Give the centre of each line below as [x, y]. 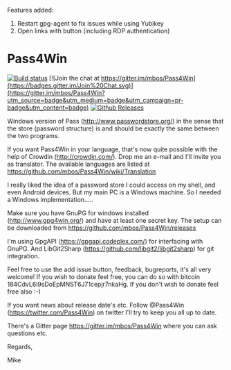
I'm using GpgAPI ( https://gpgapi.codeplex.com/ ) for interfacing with [105, 241]
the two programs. [34, 135]
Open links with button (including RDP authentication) [93, 31]
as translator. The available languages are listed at [78, 164]
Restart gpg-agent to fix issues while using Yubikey [90, 23]
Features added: [30, 10]
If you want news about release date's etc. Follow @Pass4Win [96, 305]
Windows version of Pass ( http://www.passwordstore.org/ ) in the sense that [115, 121]
